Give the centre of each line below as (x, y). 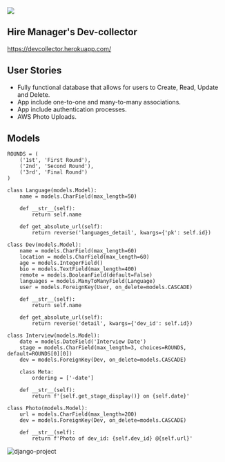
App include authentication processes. (72, 109)
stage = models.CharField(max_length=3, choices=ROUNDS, (103, 348)
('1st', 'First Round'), (55, 160)
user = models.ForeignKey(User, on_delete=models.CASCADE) (106, 287)
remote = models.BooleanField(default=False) (86, 275)
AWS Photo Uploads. (47, 116)
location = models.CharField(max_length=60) (85, 257)
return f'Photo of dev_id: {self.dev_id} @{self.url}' (112, 438)
